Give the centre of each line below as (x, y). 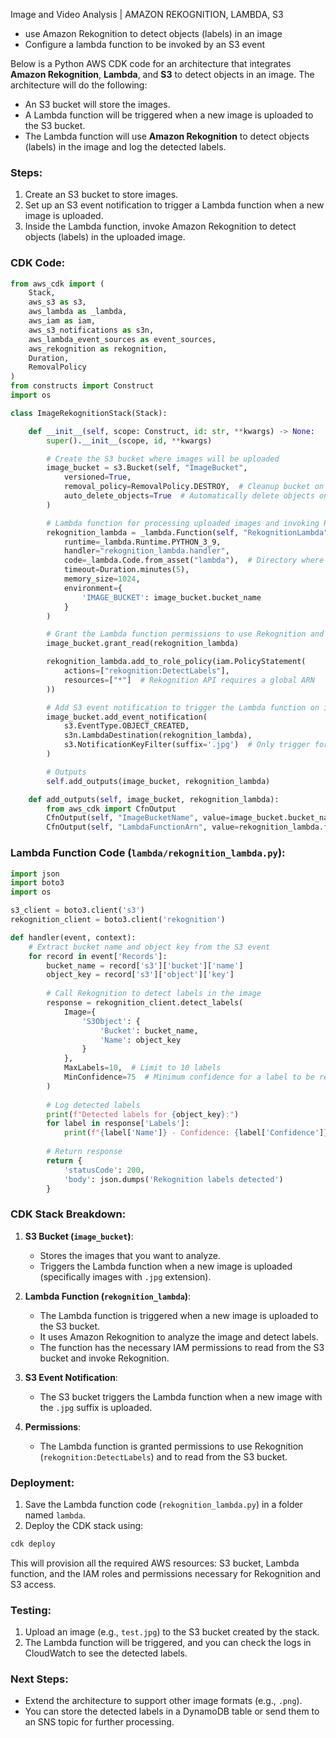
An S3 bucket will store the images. (97, 104)
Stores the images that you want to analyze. (130, 1255)
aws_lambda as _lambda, (78, 312)
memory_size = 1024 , (102, 579)
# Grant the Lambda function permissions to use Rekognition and (185, 634)
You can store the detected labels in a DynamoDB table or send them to (172, 1711)
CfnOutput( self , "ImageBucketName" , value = (138, 818)
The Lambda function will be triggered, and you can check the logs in (168, 1643)
